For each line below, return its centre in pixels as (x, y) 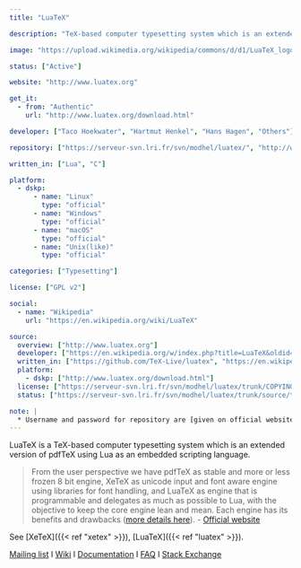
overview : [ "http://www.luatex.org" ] (88, 345)
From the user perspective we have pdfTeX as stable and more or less (161, 472)
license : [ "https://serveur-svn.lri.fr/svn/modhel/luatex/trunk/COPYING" (158, 387)
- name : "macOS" (63, 230)
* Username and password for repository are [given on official (140, 419)
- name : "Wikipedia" (56, 312)
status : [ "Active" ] (46, 66)
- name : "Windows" (67, 214)
